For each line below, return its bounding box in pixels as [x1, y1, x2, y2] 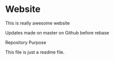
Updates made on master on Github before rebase [5, 29, 109, 35]
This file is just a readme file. [5, 49, 65, 55]
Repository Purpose [5, 39, 47, 45]
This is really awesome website [5, 20, 70, 26]
